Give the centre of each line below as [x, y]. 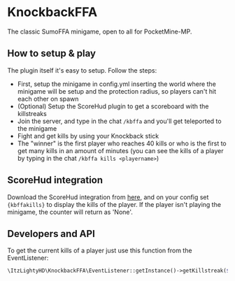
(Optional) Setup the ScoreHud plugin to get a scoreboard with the [113, 106]
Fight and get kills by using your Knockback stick [88, 136]
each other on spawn [48, 99]
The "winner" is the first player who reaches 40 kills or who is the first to [122, 143]
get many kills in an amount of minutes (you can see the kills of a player [120, 150]
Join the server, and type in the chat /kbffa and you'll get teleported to [119, 121]
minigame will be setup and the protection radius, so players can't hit [117, 91]
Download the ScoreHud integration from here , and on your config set [108, 197]
